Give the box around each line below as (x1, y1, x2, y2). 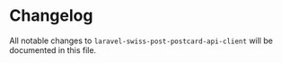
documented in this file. (9, 44, 97, 55)
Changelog (9, 5, 93, 26)
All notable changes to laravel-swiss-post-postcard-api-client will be (9, 35, 274, 46)
